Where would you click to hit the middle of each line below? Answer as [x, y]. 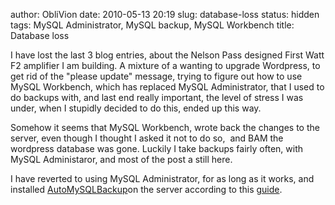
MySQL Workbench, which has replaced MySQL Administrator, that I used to [167, 87]
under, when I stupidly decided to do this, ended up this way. [136, 108]
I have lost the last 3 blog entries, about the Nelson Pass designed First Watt [167, 55]
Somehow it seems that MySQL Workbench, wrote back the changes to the [165, 127]
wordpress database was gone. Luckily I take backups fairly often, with [156, 148]
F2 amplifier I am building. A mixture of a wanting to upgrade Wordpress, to [165, 65]
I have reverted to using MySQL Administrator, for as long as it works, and [162, 178]
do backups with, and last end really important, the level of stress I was [157, 97]
